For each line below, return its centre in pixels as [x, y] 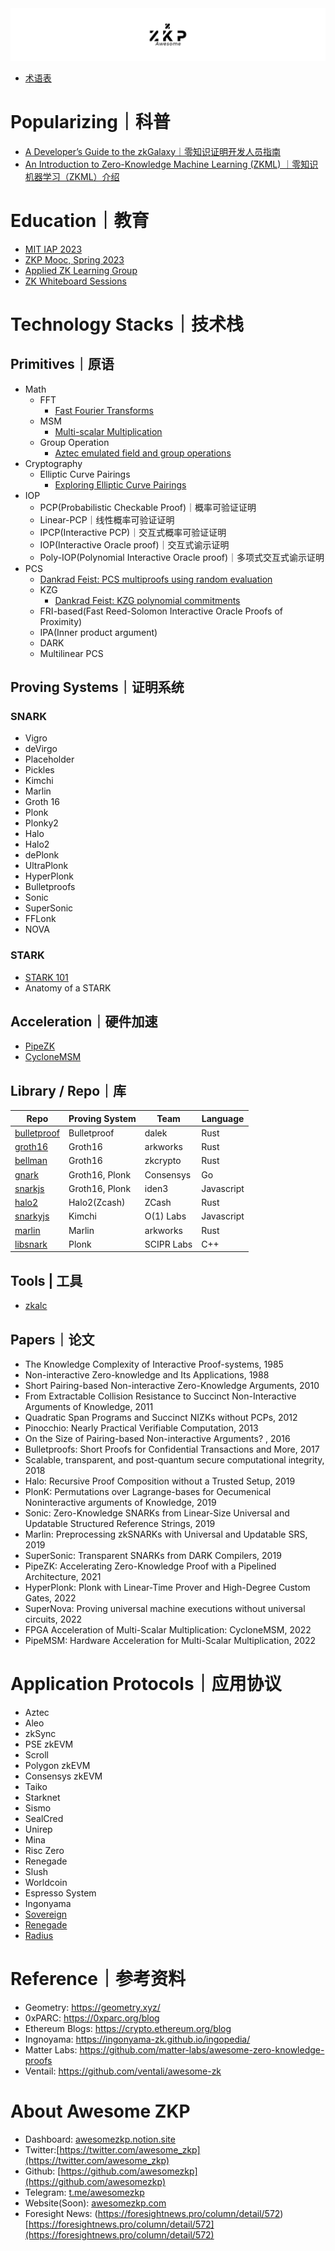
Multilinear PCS [71, 653]
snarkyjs [32, 1216]
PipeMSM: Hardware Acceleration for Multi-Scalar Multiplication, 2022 [170, 1641]
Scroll [36, 1754]
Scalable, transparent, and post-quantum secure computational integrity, [174, 1460]
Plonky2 [41, 823]
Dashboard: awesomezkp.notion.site [100, 2139]
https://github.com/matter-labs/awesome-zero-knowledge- [202, 2049]
